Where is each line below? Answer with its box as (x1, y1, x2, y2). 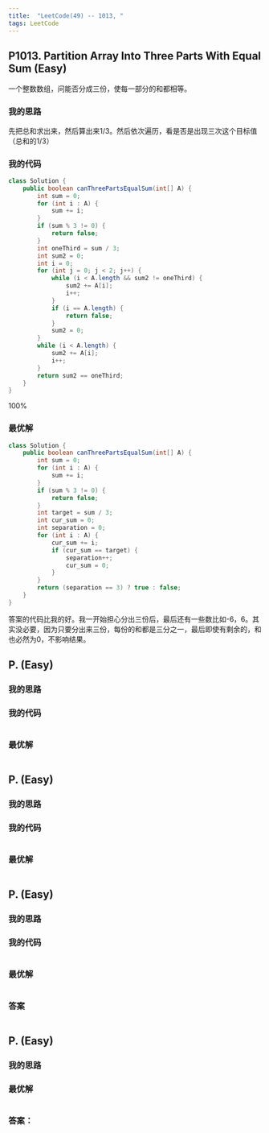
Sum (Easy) (8, 61, 67, 75)
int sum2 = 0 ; (37, 251, 84, 260)
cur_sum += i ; (51, 539, 99, 547)
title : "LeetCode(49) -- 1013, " (8, 11, 124, 20)
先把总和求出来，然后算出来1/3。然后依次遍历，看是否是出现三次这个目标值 (8, 126, 258, 135)
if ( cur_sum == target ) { (51, 546, 138, 554)
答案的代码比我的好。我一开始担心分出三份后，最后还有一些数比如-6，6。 (8, 614, 253, 624)
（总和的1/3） (8, 136, 54, 146)
